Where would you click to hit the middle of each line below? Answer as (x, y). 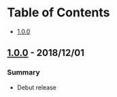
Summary (24, 72)
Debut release (36, 87)
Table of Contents (58, 13)
